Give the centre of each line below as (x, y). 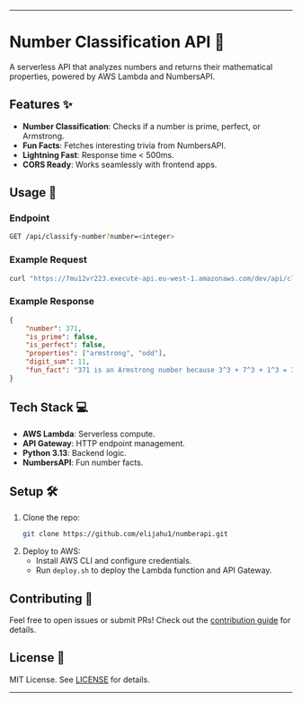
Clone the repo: (51, 518)
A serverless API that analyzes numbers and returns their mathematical (141, 66)
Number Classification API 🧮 (117, 42)
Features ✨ (41, 105)
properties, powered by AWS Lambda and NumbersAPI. (112, 76)
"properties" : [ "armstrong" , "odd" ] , (96, 354)
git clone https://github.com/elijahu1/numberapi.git (125, 534)
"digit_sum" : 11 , (58, 362)
